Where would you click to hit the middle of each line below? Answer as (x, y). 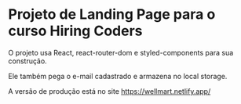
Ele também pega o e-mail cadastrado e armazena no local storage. (118, 76)
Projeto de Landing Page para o (112, 14)
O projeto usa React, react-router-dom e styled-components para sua (121, 52)
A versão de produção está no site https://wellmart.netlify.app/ (110, 91)
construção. (27, 61)
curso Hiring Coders (75, 31)
